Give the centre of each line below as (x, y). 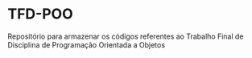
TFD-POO (40, 14)
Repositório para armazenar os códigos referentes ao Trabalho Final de (126, 36)
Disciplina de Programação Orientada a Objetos (87, 44)
